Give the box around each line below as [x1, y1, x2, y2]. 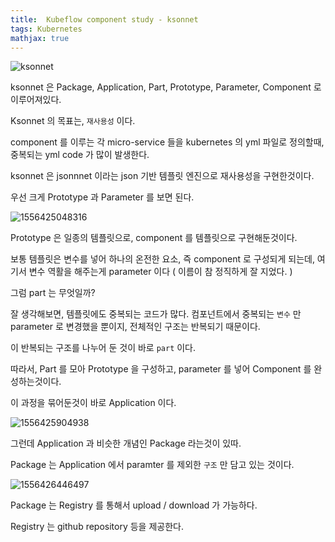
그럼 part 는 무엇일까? [10, 287, 96, 299]
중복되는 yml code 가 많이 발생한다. [10, 149, 150, 161]
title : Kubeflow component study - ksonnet [10, 14, 199, 25]
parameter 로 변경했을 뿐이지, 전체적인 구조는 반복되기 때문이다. [10, 321, 261, 333]
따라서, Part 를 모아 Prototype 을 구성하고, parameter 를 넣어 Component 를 [10, 363, 312, 375]
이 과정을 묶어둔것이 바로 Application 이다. [10, 397, 177, 409]
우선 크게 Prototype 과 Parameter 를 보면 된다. [10, 191, 195, 203]
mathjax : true [10, 33, 70, 43]
